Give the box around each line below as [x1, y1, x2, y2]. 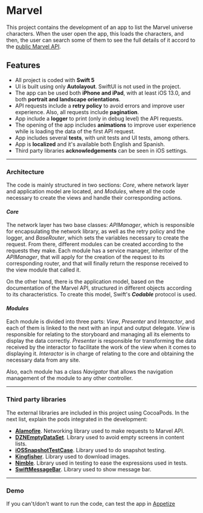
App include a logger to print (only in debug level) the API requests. [14, 115, 184, 122]
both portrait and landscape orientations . [14, 95, 121, 103]
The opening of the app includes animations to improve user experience [14, 121, 196, 129]
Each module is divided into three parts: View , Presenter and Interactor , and [6, 318, 195, 325]
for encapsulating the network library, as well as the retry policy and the [6, 228, 185, 235]
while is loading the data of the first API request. [14, 127, 135, 135]
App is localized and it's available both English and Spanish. [14, 140, 165, 148]
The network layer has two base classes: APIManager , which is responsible [6, 221, 195, 229]
